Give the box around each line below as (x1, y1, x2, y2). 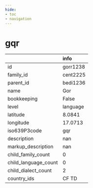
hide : (5, 7, 16, 12)
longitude (7, 119, 29, 126)
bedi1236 (62, 80, 86, 86)
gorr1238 (62, 63, 86, 70)
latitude (7, 111, 25, 118)
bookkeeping (7, 95, 38, 102)
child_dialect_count (7, 167, 52, 174)
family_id (7, 72, 28, 79)
